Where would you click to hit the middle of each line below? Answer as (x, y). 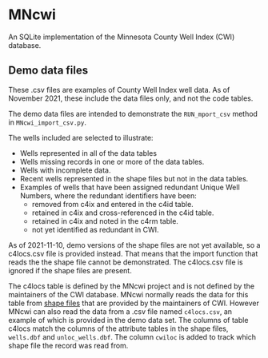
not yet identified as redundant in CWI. (95, 229)
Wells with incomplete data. (65, 170)
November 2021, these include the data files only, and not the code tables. (131, 98)
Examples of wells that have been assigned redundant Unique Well (130, 187)
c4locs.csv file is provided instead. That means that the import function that (133, 253)
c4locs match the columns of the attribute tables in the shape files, (118, 328)
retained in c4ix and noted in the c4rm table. (105, 221)
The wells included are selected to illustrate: (81, 137)
